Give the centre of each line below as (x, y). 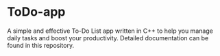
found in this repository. (40, 45)
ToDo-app (36, 12)
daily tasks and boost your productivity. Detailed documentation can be (108, 38)
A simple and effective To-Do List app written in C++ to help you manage (110, 31)
